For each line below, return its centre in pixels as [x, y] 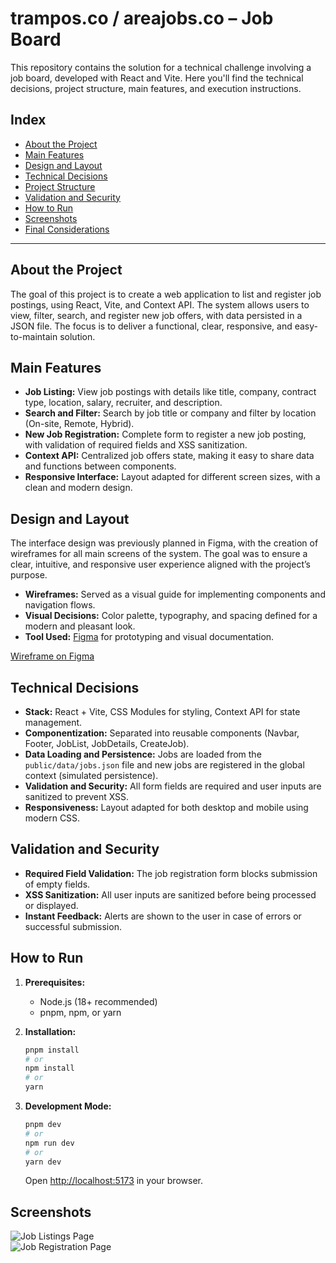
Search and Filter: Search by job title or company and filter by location [170, 413]
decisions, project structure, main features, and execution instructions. [156, 88]
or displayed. [51, 905]
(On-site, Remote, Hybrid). [79, 424]
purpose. [29, 575]
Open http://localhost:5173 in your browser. [113, 1181]
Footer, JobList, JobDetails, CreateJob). [107, 743]
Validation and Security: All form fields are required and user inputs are [173, 786]
